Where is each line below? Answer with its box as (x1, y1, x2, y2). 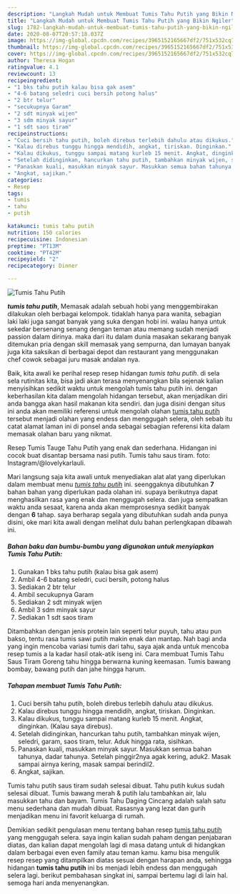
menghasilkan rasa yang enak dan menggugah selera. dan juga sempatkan (7, 496, 229, 503)
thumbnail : (7, 44, 40, 51)
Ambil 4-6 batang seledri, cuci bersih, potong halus (17, 575, 169, 583)
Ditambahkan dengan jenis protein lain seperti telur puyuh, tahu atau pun (7, 626, 222, 636)
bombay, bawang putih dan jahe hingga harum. (7, 665, 146, 673)
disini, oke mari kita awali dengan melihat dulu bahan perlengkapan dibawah (7, 518, 232, 526)
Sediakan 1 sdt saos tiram (17, 613, 94, 621)
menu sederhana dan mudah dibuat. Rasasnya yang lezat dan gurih (7, 804, 206, 813)
